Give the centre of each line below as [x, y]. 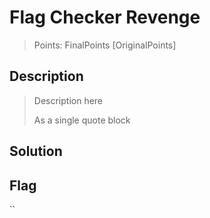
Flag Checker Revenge [105, 17]
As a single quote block [82, 120]
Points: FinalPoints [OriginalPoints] [105, 45]
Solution [36, 151]
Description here [68, 100]
